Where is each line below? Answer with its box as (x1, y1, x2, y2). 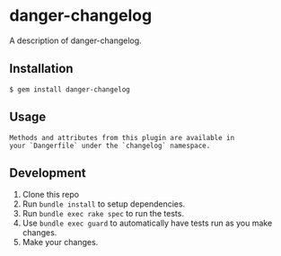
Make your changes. (22, 237, 99, 248)
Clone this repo (22, 190, 79, 200)
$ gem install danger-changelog (9, 84, 130, 94)
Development (9, 165, 87, 181)
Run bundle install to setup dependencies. (22, 199, 186, 209)
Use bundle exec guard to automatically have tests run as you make (22, 217, 273, 229)
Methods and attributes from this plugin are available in (9, 133, 235, 142)
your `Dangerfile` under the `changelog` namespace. (9, 141, 211, 150)
